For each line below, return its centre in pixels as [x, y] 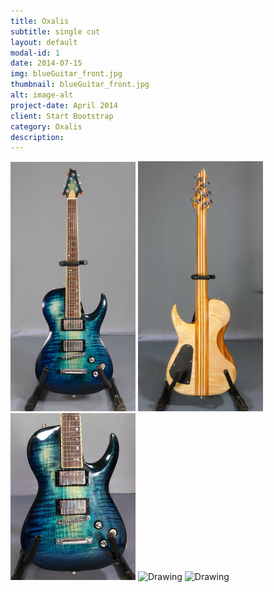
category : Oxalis [46, 126]
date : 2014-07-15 [46, 63]
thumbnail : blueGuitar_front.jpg [80, 85]
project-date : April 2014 [64, 105]
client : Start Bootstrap [62, 116]
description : [37, 137]
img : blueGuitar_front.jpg [66, 74]
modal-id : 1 [35, 53]
